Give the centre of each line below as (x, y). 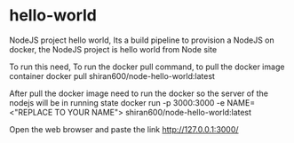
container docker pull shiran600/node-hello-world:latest (112, 75)
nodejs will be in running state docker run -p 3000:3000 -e (117, 102)
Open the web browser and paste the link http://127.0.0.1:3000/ (124, 129)
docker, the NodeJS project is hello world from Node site (113, 49)
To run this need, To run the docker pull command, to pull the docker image (147, 67)
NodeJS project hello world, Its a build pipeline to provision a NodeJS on (142, 40)
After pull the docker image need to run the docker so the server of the (139, 93)
